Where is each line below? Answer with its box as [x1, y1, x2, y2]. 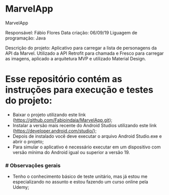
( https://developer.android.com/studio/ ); [12, 128, 97, 134]
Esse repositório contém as [5, 73, 122, 85]
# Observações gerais [5, 162, 61, 169]
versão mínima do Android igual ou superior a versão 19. [12, 149, 130, 155]
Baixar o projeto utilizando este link [12, 111, 86, 118]
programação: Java [5, 35, 46, 41]
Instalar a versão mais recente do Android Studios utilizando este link [12, 122, 157, 128]
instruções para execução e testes [5, 84, 153, 96]
